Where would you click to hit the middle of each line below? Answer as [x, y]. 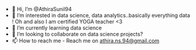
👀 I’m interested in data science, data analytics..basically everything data [101, 15]
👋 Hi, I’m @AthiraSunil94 [42, 9]
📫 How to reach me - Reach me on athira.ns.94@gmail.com [86, 41]
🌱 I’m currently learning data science [57, 28]
